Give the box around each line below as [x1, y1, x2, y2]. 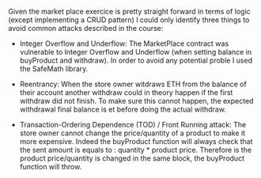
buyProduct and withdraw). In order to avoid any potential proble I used [19, 55, 253, 65]
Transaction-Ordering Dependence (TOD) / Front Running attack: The [19, 120, 247, 129]
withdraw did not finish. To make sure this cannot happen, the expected [19, 97, 254, 105]
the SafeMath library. [19, 64, 89, 74]
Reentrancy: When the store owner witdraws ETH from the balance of [19, 79, 247, 89]
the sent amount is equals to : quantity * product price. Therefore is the [19, 146, 252, 154]
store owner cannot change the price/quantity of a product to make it [19, 128, 246, 138]
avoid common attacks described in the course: [8, 24, 164, 32]
